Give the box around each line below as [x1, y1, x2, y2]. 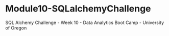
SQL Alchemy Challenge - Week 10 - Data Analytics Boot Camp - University [5, 19, 164, 25]
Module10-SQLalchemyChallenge [5, 3, 152, 14]
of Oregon [5, 24, 27, 30]
